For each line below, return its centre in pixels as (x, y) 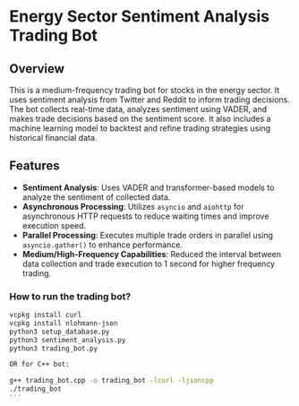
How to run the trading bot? (70, 296)
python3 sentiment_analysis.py (68, 340)
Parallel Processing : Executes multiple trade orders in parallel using (148, 235)
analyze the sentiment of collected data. (96, 197)
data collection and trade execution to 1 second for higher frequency (149, 263)
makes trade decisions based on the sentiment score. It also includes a (140, 119)
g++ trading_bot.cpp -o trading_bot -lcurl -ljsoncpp (112, 381)
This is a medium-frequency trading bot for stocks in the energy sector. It (145, 90)
